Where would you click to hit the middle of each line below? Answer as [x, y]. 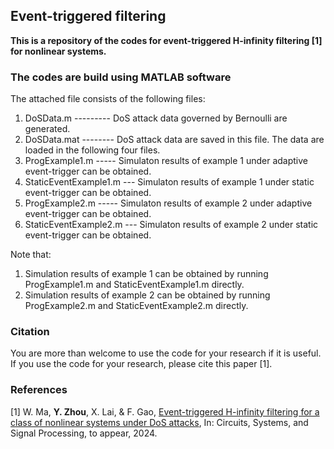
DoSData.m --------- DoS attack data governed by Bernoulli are [156, 118]
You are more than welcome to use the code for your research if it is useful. [166, 353]
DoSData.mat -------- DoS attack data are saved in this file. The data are [174, 140]
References [39, 390]
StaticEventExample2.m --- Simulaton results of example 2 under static [171, 225]
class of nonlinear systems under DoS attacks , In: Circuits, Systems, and [159, 422]
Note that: [31, 255]
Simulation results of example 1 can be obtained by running [146, 274]
